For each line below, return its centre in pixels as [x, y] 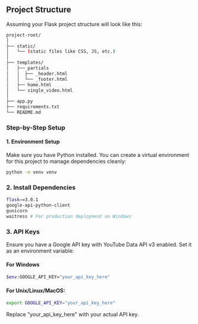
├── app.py [20, 101]
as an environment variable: [40, 251]
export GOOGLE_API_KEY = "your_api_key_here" [61, 303]
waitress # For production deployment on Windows [69, 216]
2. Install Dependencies [41, 187]
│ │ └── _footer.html [37, 79]
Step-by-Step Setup [36, 127]
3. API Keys [23, 231]
